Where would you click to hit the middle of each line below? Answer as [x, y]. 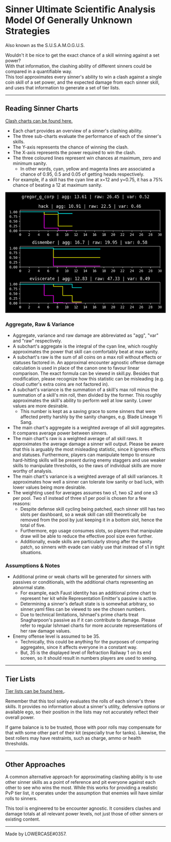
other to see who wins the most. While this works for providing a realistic [82, 787]
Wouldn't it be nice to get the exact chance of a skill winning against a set [82, 55]
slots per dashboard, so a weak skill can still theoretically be [83, 515]
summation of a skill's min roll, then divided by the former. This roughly [87, 395]
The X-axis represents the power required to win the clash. [74, 152]
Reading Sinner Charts [42, 109]
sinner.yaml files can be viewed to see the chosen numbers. [83, 609]
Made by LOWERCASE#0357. [36, 834]
